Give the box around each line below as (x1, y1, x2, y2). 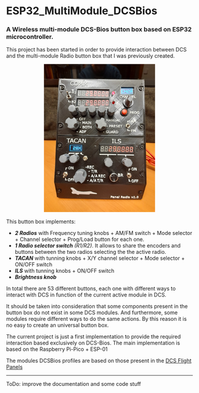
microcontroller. (6, 33, 54, 41)
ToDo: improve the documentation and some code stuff (6, 381, 141, 388)
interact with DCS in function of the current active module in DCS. (6, 291, 167, 298)
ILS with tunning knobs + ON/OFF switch (14, 268, 114, 275)
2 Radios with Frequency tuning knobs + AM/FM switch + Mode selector (14, 230, 192, 237)
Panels (6, 363, 23, 371)
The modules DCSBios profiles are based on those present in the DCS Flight (6, 357, 192, 365)
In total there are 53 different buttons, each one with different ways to (6, 285, 176, 292)
